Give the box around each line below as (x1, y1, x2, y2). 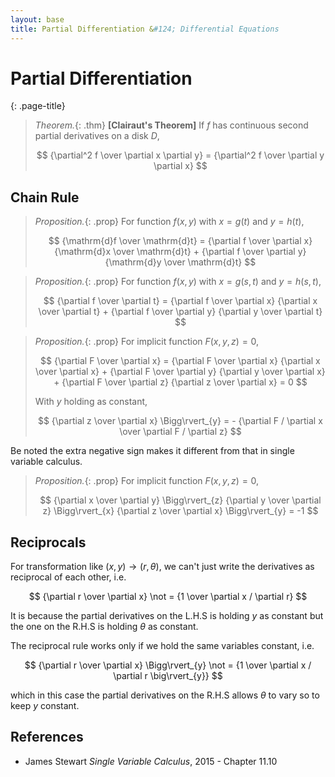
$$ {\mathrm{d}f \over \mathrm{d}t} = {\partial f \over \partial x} (48, 235, 313, 247)
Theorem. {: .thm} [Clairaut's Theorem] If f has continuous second (34, 119, 309, 131)
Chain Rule (10, 189, 80, 206)
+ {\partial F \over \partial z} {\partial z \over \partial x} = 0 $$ (53, 376, 308, 388)
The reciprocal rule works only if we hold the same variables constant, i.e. (10, 640, 315, 652)
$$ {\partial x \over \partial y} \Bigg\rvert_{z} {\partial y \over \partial (39, 494, 322, 506)
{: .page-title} (10, 100, 66, 112)
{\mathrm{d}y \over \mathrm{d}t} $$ (104, 256, 257, 268)
